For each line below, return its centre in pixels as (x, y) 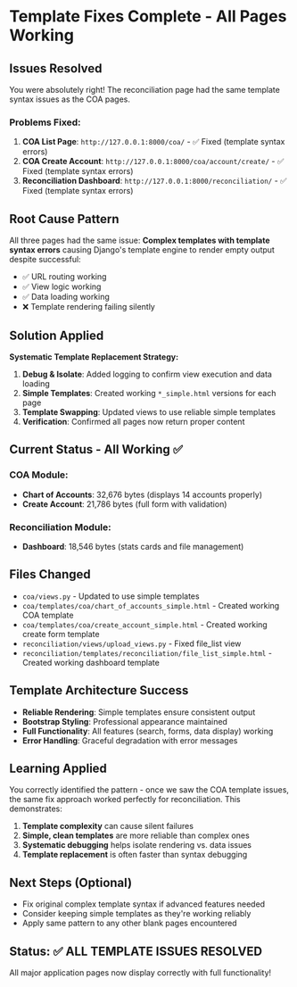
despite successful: (45, 260)
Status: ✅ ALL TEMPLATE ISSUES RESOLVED (136, 951)
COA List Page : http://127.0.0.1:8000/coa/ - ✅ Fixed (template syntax (153, 142)
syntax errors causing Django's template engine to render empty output (142, 250)
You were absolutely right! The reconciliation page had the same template (145, 90)
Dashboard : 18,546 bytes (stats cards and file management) (133, 546)
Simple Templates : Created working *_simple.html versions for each (149, 393)
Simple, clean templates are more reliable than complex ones (136, 835)
